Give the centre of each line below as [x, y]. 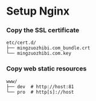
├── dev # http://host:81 [40, 86]
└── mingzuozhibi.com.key [39, 54]
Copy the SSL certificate [43, 30]
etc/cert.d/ [21, 43]
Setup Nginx [38, 11]
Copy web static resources [46, 69]
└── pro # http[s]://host [40, 92]
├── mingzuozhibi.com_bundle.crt [48, 48]
